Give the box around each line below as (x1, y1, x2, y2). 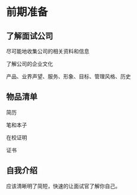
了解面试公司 (6, 31, 53, 41)
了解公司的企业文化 (6, 60, 53, 67)
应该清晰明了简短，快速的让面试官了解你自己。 (6, 182, 120, 190)
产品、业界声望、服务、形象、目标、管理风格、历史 (6, 73, 131, 80)
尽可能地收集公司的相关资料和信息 (6, 48, 90, 55)
